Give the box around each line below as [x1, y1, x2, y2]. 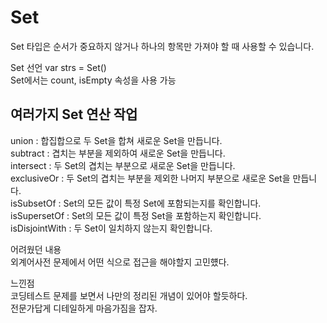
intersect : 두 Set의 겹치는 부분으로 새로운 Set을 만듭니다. [10, 159, 236, 171]
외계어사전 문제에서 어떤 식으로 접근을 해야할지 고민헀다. [10, 256, 230, 268]
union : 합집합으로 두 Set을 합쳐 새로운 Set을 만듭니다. [10, 134, 223, 146]
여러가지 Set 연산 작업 [10, 106, 138, 123]
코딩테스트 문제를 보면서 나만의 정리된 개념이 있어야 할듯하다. [10, 289, 248, 301]
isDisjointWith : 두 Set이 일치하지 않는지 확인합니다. [10, 222, 213, 234]
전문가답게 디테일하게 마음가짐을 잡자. [10, 302, 158, 314]
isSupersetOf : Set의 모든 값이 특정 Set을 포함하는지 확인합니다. [10, 209, 262, 221]
